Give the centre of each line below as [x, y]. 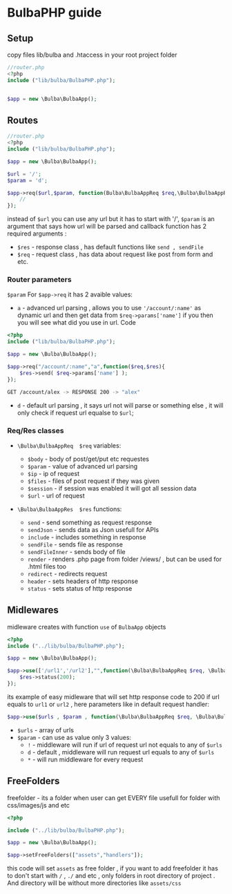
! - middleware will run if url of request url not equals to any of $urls [125, 745]
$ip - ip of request [53, 473]
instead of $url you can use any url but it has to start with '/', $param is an [111, 219]
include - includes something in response [87, 537]
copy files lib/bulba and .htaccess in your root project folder [92, 55]
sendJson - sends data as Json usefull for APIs [93, 529]
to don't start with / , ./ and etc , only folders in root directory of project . [111, 876]
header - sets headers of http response [83, 581]
